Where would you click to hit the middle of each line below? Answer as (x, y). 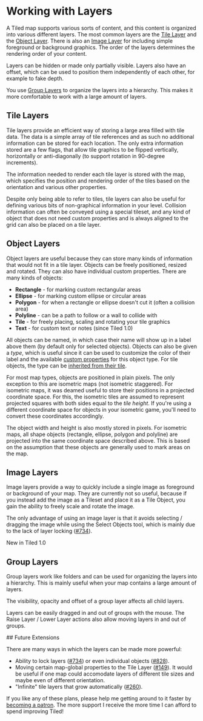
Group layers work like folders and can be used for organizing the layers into (102, 577)
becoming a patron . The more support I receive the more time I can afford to (101, 705)
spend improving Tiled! (35, 711)
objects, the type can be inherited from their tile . (67, 366)
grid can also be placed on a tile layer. (54, 224)
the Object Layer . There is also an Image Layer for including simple (90, 41)
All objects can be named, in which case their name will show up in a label (99, 340)
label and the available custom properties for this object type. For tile (92, 359)
